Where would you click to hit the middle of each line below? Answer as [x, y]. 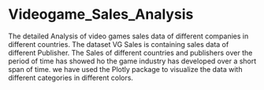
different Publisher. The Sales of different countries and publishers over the [130, 52]
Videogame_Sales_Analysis [101, 14]
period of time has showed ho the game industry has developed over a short [132, 61]
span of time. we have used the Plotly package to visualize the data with [125, 69]
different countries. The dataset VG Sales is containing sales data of [119, 44]
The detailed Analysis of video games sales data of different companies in [128, 36]
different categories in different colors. [71, 77]
